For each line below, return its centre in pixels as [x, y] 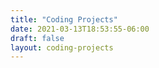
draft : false [37, 38]
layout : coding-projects [62, 47]
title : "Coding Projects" [64, 19]
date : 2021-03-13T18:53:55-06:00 [80, 29]
